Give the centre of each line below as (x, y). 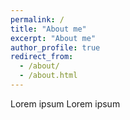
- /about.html (48, 76)
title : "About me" (48, 29)
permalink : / (37, 19)
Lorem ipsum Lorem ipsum (65, 103)
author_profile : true (55, 47)
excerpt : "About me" (53, 38)
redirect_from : (42, 57)
